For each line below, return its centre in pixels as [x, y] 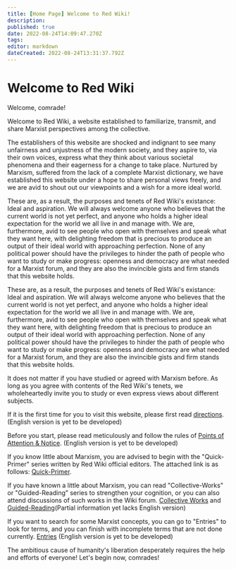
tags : [15, 40]
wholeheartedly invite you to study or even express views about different [113, 393]
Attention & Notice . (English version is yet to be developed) [93, 443]
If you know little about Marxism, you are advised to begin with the [104, 456]
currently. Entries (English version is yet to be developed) [91, 536]
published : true [31, 27]
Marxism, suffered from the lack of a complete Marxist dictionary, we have [115, 172]
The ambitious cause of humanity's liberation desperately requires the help [116, 550]
